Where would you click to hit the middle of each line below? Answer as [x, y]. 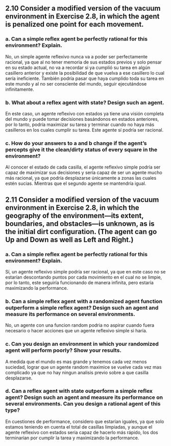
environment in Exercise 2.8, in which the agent [82, 17]
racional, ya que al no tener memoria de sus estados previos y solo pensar [84, 62]
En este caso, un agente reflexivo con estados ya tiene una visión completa [85, 113]
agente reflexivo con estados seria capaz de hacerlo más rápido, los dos [82, 432]
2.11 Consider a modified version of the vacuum [82, 199]
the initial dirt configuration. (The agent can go [81, 232]
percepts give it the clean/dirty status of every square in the [81, 150]
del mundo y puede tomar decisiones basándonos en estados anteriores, [82, 119]
